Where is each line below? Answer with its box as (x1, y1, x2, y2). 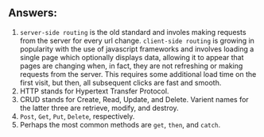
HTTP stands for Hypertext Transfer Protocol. (19, 86, 169, 96)
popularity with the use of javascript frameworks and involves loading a (19, 44, 254, 54)
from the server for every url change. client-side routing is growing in (19, 36, 254, 45)
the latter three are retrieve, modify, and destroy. (19, 103, 179, 112)
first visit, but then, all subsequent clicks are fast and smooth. (19, 78, 222, 87)
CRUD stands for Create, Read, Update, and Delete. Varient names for (19, 94, 249, 104)
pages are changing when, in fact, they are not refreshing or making (19, 61, 243, 70)
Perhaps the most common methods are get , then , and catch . (19, 120, 221, 129)
